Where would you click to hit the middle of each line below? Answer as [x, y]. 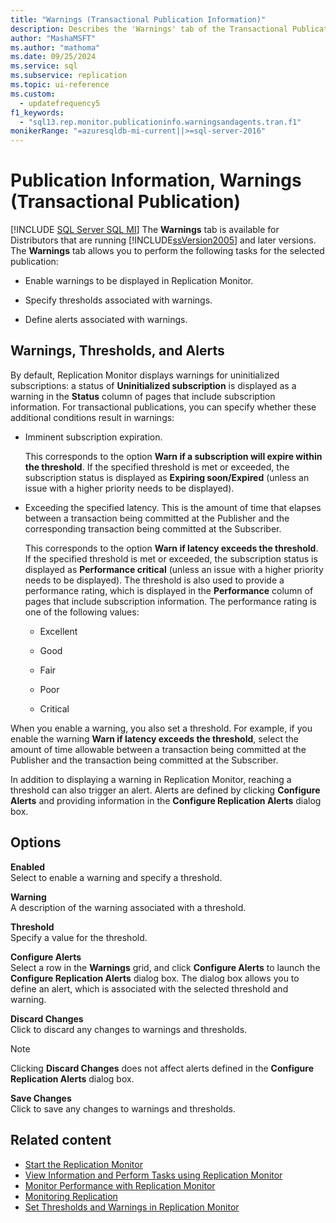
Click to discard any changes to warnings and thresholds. [129, 1029]
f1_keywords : [37, 112]
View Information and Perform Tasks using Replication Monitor [153, 1175]
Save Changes [41, 1098]
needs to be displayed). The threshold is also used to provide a [154, 580]
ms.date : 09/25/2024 [53, 57]
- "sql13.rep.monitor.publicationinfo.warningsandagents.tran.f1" [160, 122]
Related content [61, 1140]
